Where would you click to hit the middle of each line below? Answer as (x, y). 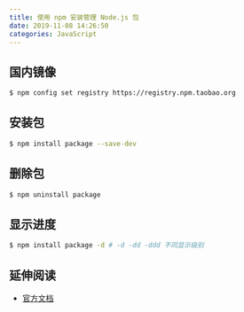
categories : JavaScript (53, 34)
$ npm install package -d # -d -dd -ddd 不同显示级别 (106, 246)
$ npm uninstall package (55, 195)
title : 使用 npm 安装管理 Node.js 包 (74, 17)
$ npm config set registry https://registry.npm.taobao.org (123, 93)
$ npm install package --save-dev (73, 144)
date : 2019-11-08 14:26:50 (59, 26)
